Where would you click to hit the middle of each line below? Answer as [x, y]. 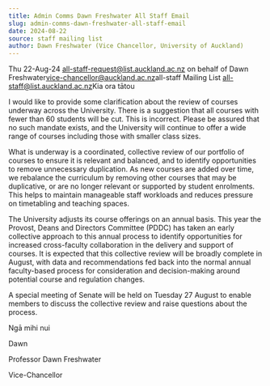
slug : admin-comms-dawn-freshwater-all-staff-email [97, 23]
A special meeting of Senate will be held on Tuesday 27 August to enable [130, 295]
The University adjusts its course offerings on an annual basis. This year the [135, 219]
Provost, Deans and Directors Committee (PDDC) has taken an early [121, 228]
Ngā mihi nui [30, 328]
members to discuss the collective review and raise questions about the [128, 303]
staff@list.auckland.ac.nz [51, 87]
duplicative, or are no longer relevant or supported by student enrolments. [132, 186]
